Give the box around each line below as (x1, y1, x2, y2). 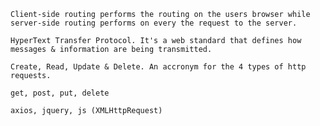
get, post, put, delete (10, 88, 110, 98)
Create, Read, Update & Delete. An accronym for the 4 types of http (10, 62, 307, 72)
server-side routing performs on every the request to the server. (10, 18, 298, 28)
